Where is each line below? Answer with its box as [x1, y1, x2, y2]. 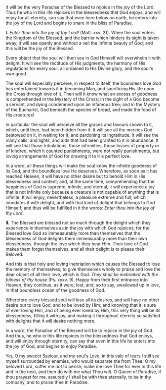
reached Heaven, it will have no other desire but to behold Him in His [5, 173, 145, 179]
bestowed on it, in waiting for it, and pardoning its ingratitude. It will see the [5, 132, 159, 138]
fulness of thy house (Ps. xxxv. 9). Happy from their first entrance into [5, 277, 148, 282]
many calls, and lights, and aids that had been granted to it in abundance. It [5, 137, 159, 143]
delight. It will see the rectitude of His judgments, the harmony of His [5, 60, 146, 66]
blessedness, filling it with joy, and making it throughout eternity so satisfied [5, 313, 161, 319]
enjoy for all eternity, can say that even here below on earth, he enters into [5, 15, 157, 20]
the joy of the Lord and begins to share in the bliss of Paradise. [5, 20, 133, 26]
